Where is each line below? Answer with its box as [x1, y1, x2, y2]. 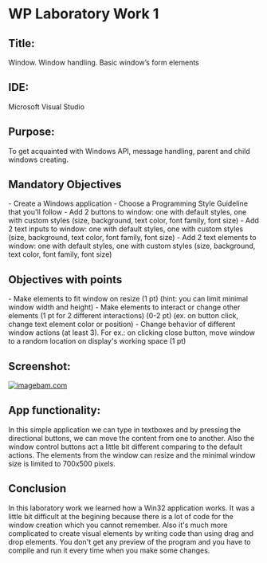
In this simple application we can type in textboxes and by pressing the [8, 424, 241, 435]
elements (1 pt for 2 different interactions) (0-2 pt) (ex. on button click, [8, 311, 239, 321]
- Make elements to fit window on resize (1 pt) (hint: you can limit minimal [8, 294, 249, 304]
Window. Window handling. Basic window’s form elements [8, 57, 199, 67]
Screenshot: [8, 360, 71, 373]
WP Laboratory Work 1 [8, 5, 159, 23]
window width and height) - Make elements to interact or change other [8, 302, 241, 312]
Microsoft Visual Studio [8, 101, 85, 112]
